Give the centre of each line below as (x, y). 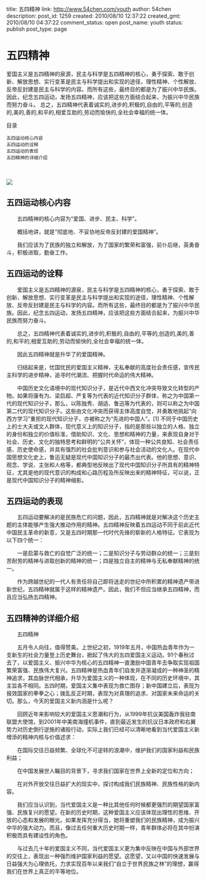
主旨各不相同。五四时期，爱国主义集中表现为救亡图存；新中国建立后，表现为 (103, 686)
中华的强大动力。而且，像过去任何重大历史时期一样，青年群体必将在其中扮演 (103, 828)
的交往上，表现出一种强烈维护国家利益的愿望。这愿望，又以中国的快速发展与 (103, 856)
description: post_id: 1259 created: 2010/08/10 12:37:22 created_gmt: (93, 16)
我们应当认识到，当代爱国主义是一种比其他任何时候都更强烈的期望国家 (105, 805)
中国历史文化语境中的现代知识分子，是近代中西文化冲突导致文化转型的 (105, 388)
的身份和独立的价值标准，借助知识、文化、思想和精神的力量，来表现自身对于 (103, 434)
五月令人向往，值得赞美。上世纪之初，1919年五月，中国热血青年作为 (103, 648)
